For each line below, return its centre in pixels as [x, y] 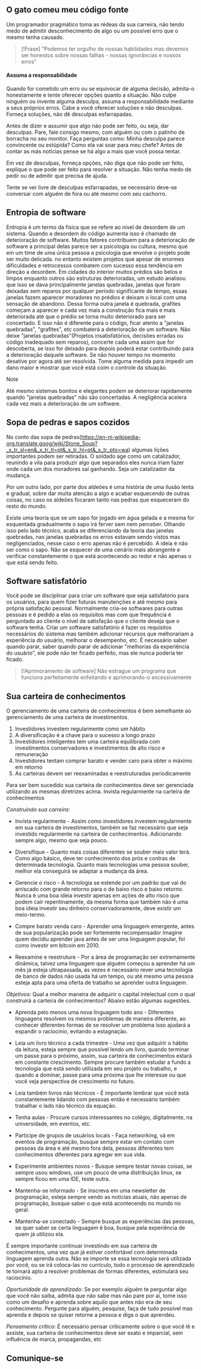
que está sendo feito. [32, 562]
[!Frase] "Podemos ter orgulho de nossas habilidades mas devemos [105, 49]
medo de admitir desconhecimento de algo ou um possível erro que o [92, 31]
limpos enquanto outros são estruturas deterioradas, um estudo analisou [96, 278]
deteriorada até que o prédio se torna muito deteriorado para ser [86, 316]
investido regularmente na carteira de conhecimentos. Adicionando [98, 834]
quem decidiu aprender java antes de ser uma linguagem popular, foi [100, 939]
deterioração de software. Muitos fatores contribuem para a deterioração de [100, 240]
